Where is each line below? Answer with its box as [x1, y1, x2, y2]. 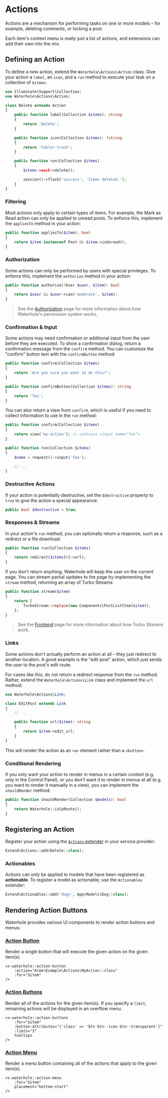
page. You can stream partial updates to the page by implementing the [5, 574, 151, 580]
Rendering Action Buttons [5, 906, 88, 915]
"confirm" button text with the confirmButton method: [5, 351, 115, 357]
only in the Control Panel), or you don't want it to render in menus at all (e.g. [5, 777, 162, 783]
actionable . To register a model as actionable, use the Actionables [5, 877, 143, 883]
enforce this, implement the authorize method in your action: [5, 273, 131, 279]
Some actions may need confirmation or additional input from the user [5, 335, 150, 341]
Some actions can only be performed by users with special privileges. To [5, 267, 156, 273]
